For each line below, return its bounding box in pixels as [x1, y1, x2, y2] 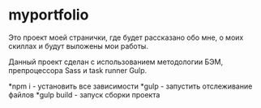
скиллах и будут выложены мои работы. [8, 41, 148, 50]
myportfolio [8, 6, 89, 24]
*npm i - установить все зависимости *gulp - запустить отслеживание [8, 81, 253, 91]
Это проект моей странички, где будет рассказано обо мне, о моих [8, 32, 244, 42]
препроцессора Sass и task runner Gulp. [8, 65, 148, 75]
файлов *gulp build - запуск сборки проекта [8, 89, 160, 99]
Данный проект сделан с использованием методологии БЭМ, [8, 57, 224, 67]
